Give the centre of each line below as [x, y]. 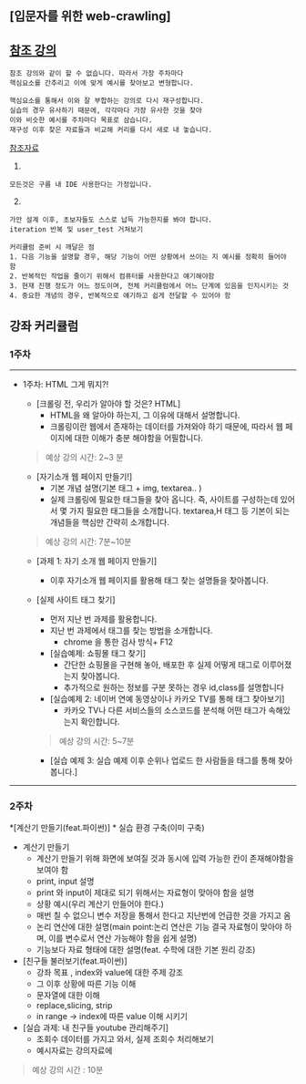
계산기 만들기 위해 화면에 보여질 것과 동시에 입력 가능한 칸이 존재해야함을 [165, 859]
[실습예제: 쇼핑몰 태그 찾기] [98, 653]
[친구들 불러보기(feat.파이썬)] [75, 961]
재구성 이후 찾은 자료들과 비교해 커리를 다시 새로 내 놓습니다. [111, 130]
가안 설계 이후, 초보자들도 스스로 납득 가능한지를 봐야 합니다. [111, 220]
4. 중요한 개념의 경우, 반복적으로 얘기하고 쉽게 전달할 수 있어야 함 [120, 296]
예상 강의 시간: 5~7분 [97, 740]
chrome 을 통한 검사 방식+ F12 [118, 642]
